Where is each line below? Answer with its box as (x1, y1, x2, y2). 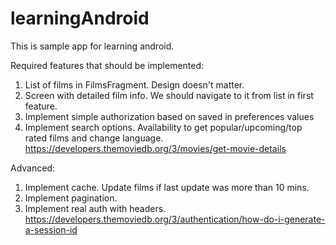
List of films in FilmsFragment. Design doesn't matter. (24, 78, 245, 91)
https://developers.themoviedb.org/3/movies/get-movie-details (24, 142, 287, 154)
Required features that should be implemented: (10, 59, 205, 71)
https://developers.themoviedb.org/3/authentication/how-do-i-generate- (24, 213, 326, 225)
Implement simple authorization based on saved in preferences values (24, 110, 315, 122)
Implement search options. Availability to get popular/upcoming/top (24, 121, 303, 133)
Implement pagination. (24, 192, 118, 204)
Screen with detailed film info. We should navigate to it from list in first (24, 89, 314, 101)
